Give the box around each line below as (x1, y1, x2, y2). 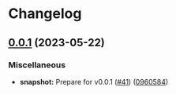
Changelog (8, 5, 82, 23)
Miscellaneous (8, 60, 66, 70)
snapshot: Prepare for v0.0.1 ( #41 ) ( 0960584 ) (19, 77, 169, 86)
